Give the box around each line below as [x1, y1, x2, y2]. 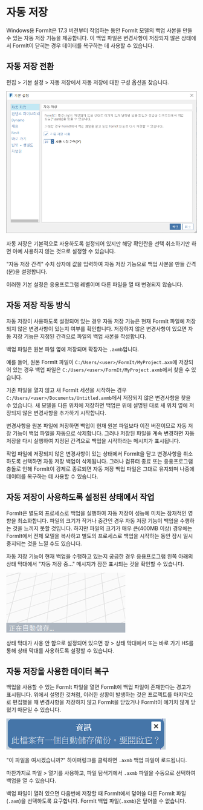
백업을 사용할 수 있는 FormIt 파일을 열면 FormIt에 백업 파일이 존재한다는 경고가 [6, 683, 192, 691]
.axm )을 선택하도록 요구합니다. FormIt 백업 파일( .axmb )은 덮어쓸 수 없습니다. [8, 797, 186, 805]
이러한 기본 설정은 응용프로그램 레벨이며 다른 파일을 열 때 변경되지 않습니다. [6, 281, 184, 288]
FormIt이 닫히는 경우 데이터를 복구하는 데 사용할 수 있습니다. [12, 42, 154, 49]
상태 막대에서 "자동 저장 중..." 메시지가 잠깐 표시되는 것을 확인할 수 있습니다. [6, 560, 184, 567]
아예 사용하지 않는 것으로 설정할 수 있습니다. [12, 247, 116, 254]
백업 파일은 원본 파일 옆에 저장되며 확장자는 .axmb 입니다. [6, 345, 139, 353]
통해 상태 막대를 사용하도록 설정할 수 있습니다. [6, 646, 115, 654]
